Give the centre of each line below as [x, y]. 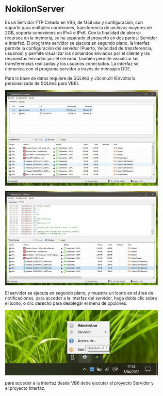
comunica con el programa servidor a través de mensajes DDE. [68, 68]
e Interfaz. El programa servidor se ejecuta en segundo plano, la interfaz [77, 43]
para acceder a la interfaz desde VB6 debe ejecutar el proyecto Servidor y [79, 383]
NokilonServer [35, 9]
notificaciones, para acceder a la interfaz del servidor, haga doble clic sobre [81, 298]
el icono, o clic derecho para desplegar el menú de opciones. [66, 303]
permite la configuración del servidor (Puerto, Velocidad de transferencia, [79, 48]
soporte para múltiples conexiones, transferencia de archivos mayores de [79, 27]
